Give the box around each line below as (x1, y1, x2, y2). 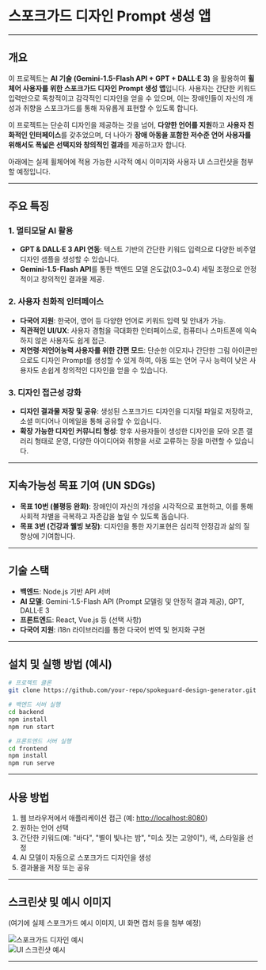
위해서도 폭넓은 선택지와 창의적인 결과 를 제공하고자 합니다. (8, 139, 188, 149)
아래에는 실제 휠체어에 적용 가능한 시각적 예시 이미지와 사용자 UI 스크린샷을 (8, 156, 239, 166)
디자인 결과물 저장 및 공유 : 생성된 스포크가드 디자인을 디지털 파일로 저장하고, (19, 407, 253, 416)
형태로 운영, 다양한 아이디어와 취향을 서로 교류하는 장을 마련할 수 (34, 437, 234, 446)
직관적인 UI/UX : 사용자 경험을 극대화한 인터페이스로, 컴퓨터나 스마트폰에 (19, 326, 243, 335)
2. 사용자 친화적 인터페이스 (8, 296, 104, 307)
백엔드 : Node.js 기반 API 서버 (19, 586, 111, 596)
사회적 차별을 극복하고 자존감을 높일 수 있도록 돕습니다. (19, 511, 189, 521)
